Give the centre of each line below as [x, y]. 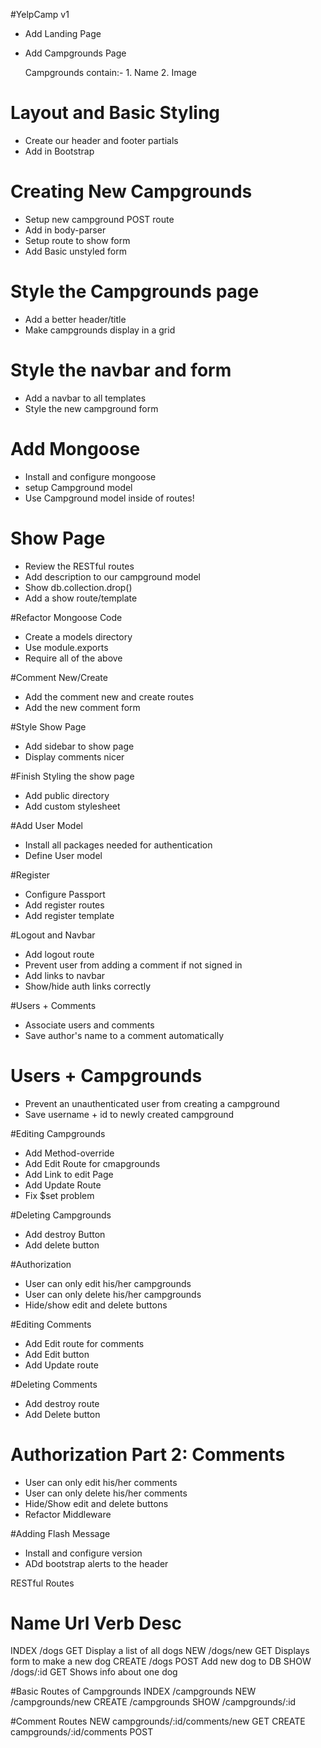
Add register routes [64, 905]
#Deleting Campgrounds [61, 1215]
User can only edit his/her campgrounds [108, 1283]
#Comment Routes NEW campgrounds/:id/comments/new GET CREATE [158, 1721]
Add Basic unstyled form [75, 251]
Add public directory [67, 795]
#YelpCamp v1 [40, 14]
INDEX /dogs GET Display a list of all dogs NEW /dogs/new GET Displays [160, 1651]
